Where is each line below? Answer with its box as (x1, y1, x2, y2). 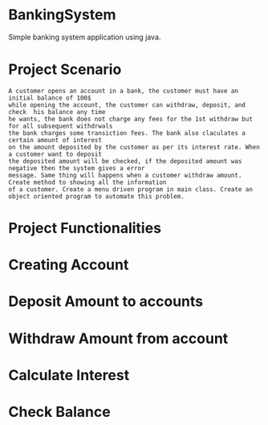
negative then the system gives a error (8, 164, 146, 172)
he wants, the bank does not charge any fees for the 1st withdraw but (8, 115, 253, 123)
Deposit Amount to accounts (8, 292, 204, 311)
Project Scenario (8, 60, 122, 79)
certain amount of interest (8, 136, 103, 144)
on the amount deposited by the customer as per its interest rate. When (8, 143, 261, 151)
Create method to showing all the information (8, 178, 167, 186)
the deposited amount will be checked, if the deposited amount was (8, 157, 242, 166)
